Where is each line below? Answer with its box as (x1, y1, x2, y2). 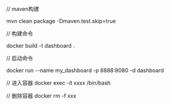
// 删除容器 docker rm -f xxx (6, 92, 76, 99)
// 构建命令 (6, 30, 33, 37)
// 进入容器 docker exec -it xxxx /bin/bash (6, 80, 111, 86)
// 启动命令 (6, 55, 33, 62)
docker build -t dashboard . (6, 42, 75, 49)
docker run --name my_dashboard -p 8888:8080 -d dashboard (6, 67, 164, 74)
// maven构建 (6, 5, 39, 12)
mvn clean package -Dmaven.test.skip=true (6, 18, 117, 24)
